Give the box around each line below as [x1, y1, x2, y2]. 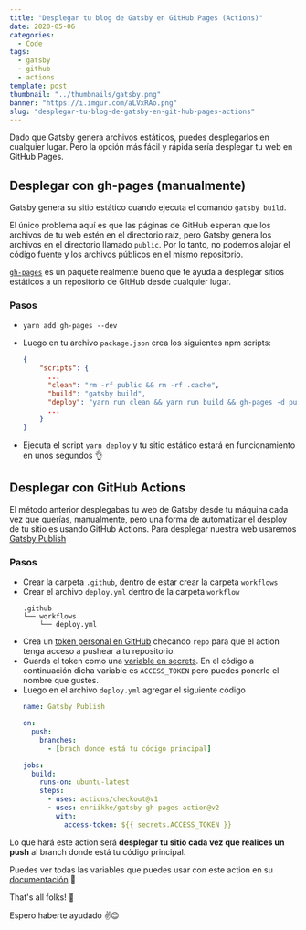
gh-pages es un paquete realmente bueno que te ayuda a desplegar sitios [9, 267, 285, 278]
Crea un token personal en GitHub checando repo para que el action [22, 636, 280, 647]
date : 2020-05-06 [9, 22, 76, 31]
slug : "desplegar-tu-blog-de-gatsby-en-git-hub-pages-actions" [9, 107, 256, 116]
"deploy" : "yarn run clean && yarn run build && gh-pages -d [47, 397, 285, 407]
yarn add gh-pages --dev [22, 322, 118, 331]
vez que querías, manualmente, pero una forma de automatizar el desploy [9, 513, 288, 525]
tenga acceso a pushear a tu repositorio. [22, 646, 176, 657]
